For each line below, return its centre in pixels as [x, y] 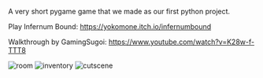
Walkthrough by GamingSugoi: [57, 42]
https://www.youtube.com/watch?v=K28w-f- [181, 42]
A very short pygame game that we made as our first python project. [119, 11]
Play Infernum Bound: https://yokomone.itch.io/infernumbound [110, 26]
